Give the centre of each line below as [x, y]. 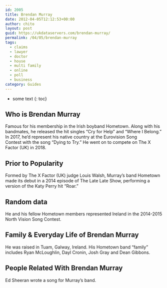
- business [21, 80]
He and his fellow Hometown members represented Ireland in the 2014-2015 [84, 214]
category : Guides [23, 84]
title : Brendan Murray [29, 15]
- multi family [25, 66]
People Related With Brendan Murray [64, 268]
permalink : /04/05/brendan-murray [41, 38]
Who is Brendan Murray [43, 114]
